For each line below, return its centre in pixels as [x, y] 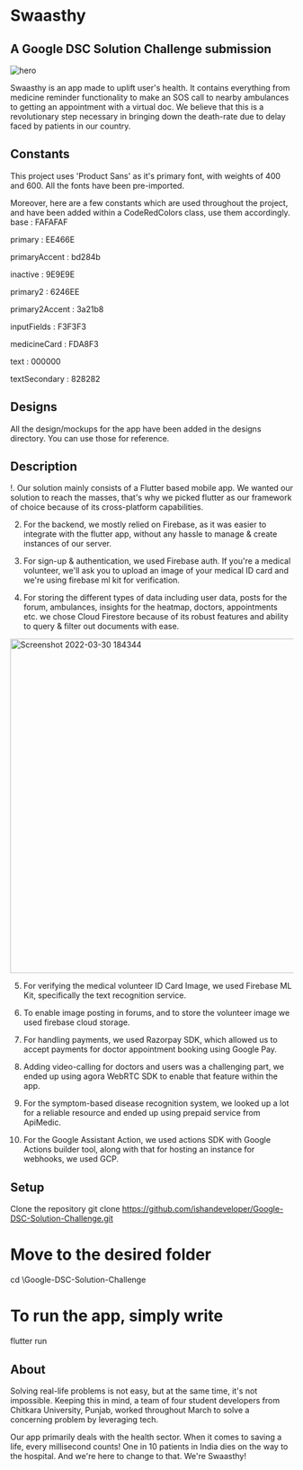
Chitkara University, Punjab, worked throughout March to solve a [130, 1410]
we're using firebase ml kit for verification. [102, 580]
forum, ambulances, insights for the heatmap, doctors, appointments [150, 607]
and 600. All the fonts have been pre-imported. [98, 185]
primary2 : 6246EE [45, 291]
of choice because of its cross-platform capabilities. [107, 507]
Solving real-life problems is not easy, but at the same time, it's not [134, 1391]
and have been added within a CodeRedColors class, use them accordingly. [150, 212]
